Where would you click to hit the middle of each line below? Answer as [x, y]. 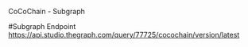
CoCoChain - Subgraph [46, 11]
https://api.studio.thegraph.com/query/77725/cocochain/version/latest [124, 35]
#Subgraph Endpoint [42, 26]
